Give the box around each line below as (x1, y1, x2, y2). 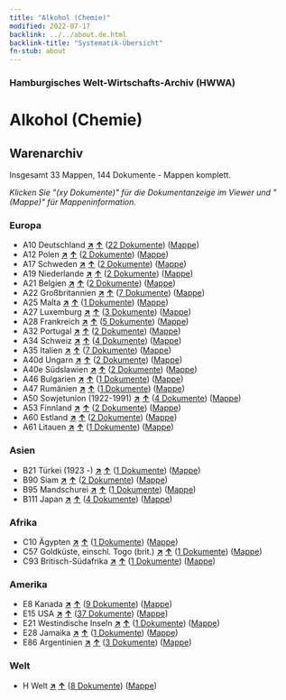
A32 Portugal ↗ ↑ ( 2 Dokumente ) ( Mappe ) (22, 326, 181, 336)
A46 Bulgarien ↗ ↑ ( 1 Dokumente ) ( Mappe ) (22, 373, 184, 384)
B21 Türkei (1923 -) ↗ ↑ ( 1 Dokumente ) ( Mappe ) (22, 465, 201, 475)
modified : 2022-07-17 (9, 22, 91, 31)
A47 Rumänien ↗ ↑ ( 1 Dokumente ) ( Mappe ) (22, 383, 185, 394)
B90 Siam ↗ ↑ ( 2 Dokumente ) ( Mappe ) (22, 474, 169, 485)
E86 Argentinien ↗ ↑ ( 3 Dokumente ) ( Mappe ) (22, 637, 192, 648)
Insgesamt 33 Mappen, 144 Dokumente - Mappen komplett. (9, 170, 232, 180)
